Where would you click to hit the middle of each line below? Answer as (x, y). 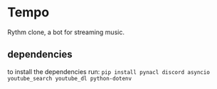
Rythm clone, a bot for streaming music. (66, 32)
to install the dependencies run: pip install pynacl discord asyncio (108, 71)
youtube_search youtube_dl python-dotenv (70, 78)
